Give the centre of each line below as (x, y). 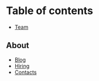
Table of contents (50, 11)
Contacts (25, 72)
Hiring (22, 66)
